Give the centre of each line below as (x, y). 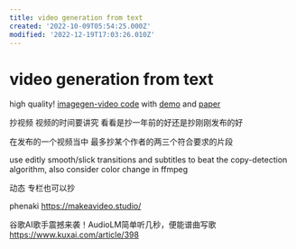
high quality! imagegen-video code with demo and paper (115, 104)
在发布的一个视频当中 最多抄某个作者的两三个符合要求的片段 (121, 142)
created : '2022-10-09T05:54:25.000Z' (80, 26)
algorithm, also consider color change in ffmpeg (98, 170)
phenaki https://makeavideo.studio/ (75, 206)
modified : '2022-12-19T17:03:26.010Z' (82, 34)
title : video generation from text (76, 18)
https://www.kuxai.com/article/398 (74, 235)
